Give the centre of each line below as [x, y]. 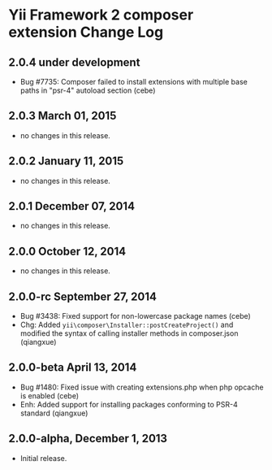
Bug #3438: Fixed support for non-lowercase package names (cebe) [136, 316]
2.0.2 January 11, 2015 [66, 161]
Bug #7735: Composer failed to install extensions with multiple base [134, 82]
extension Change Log [86, 32]
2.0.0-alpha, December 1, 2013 [88, 439]
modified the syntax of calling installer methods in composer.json [129, 333]
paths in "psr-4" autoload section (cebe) [88, 90]
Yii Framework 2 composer [101, 15]
